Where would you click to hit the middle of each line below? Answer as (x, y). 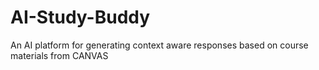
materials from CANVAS (59, 55)
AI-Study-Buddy (80, 17)
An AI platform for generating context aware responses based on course (159, 45)
